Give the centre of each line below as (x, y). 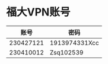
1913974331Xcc (74, 43)
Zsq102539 (66, 52)
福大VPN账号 (38, 12)
